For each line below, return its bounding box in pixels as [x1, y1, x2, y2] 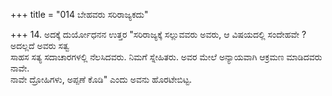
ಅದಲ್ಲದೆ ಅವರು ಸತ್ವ [10, 40, 70, 51]
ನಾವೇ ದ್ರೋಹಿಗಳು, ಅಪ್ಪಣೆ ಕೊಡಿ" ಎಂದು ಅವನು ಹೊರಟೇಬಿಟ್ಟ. [10, 74, 193, 85]
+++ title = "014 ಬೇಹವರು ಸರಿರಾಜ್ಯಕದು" [10, 9, 149, 20]
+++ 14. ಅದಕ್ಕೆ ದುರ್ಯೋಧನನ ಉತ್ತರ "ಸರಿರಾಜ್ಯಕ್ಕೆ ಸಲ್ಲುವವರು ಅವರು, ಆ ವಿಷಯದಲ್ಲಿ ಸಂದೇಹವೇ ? [10, 29, 307, 40]
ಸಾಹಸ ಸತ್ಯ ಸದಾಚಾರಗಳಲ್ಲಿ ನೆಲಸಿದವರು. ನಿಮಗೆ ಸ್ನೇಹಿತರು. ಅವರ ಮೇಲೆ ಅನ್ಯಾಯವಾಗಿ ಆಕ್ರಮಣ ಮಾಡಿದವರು [10, 51, 323, 63]
